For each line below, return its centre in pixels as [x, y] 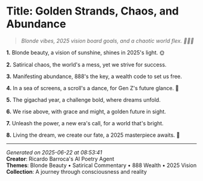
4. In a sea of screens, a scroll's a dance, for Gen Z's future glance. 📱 [93, 88]
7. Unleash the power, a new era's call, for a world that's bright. [85, 123]
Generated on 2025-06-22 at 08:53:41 [54, 152]
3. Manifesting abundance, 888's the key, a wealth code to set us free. [94, 76]
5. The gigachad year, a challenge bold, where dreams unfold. [84, 100]
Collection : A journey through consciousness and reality [76, 171]
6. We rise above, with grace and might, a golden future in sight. [86, 111]
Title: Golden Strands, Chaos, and [93, 11]
